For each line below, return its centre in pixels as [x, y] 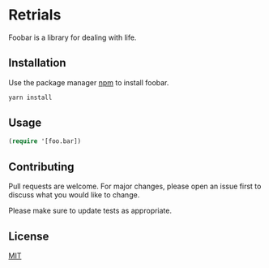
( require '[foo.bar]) [45, 141]
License [29, 236]
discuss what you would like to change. [74, 195]
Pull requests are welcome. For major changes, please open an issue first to [135, 186]
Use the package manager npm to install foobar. [89, 82]
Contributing [41, 167]
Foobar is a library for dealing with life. [73, 37]
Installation [37, 63]
